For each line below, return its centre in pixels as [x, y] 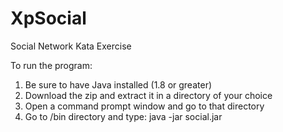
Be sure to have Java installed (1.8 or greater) [118, 84]
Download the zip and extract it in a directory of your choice [148, 95]
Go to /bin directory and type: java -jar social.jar [123, 116]
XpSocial [48, 18]
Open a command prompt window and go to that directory [144, 106]
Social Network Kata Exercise [71, 46]
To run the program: [51, 65]
